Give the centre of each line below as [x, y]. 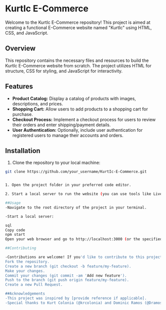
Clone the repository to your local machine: [56, 163]
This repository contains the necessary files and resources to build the [77, 60]
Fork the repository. [27, 261]
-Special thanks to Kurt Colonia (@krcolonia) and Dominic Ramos [74, 303]
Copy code [15, 230]
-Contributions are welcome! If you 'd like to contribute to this [75, 257]
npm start [15, 235]
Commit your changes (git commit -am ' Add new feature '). [66, 275]
